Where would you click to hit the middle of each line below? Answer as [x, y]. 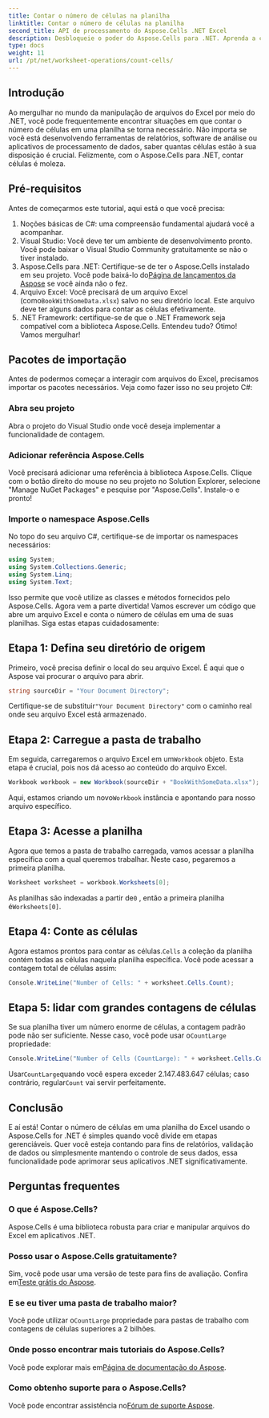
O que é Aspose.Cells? [53, 1209]
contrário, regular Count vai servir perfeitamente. [87, 1083]
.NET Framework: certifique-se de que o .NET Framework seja [122, 317]
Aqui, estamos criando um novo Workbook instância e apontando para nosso [132, 798]
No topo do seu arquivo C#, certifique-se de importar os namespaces [123, 536]
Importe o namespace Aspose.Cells [79, 518]
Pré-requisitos [45, 189]
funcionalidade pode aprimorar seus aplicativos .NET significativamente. [128, 1161]
